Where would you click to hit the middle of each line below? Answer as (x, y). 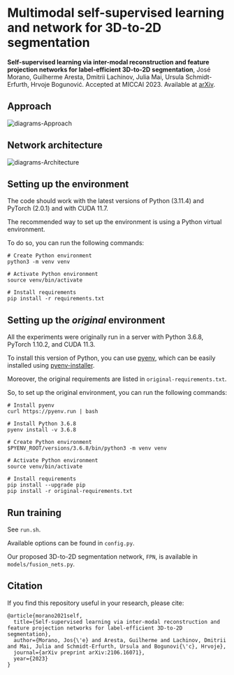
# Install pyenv (31, 405)
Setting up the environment (68, 184)
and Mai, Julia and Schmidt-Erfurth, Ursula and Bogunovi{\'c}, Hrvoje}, (117, 646)
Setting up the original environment (86, 320)
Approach (29, 106)
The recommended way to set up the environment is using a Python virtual (115, 222)
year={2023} (31, 659)
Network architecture (55, 145)
